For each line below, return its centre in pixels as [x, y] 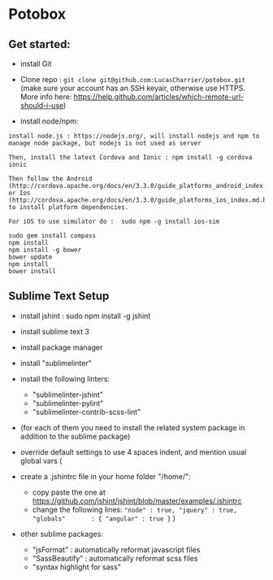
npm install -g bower [45, 250]
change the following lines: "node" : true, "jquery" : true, [134, 509]
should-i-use [42, 105]
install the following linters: [65, 378]
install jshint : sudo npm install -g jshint [85, 316]
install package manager [61, 347]
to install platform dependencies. [69, 207]
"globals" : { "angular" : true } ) [104, 518]
